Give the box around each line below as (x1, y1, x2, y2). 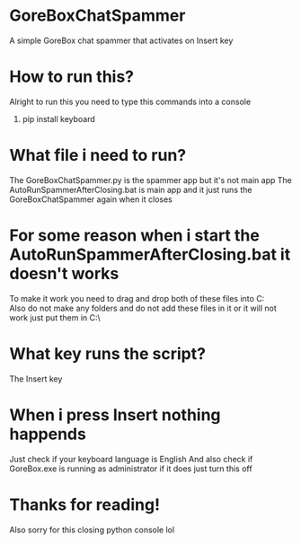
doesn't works (9, 264, 120, 284)
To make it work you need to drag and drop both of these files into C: (9, 293, 265, 303)
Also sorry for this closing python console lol (9, 524, 175, 535)
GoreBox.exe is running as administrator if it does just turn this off (9, 463, 253, 474)
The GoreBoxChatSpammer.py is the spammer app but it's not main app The (9, 174, 292, 185)
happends (9, 424, 87, 444)
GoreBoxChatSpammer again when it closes (9, 194, 173, 205)
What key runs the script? (9, 343, 207, 364)
